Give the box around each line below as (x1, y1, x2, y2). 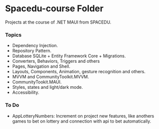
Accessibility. (12, 89, 39, 96)
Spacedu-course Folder (5, 3, 104, 14)
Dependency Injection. (12, 43, 58, 49)
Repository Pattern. (12, 48, 52, 54)
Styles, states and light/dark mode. (12, 84, 83, 90)
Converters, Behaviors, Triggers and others (12, 58, 100, 64)
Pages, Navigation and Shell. (12, 63, 71, 69)
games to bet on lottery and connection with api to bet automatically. (12, 118, 151, 124)
